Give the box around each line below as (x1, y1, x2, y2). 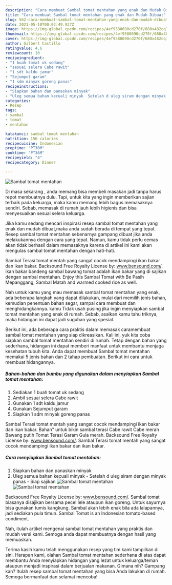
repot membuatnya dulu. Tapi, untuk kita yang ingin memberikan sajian (5, 193, 155, 200)
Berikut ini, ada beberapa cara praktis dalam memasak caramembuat (5, 326, 151, 333)
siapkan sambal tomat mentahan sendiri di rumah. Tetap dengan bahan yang (5, 337, 167, 343)
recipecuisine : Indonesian (5, 141, 63, 146)
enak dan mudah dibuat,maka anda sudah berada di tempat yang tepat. (5, 225, 156, 231)
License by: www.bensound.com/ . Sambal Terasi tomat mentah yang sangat (5, 437, 166, 443)
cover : (5, 36, 19, 42)
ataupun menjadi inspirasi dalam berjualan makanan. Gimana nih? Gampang (5, 562, 165, 569)
